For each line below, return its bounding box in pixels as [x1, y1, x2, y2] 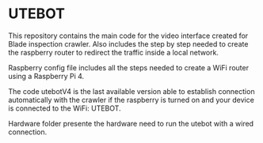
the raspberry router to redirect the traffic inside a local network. [8, 47, 219, 57]
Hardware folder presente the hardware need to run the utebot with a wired [8, 119, 254, 128]
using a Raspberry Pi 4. [8, 71, 85, 81]
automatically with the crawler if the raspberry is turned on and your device [8, 95, 255, 104]
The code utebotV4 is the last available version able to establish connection [8, 86, 255, 96]
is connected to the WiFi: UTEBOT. [8, 103, 121, 113]
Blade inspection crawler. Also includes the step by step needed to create [8, 39, 249, 48]
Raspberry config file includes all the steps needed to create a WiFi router [8, 62, 250, 72]
